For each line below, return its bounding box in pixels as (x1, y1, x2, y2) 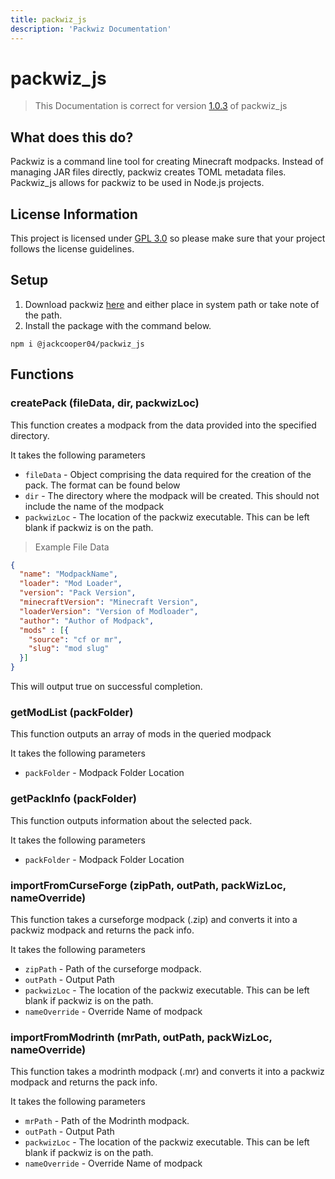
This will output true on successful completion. (10, 681, 203, 693)
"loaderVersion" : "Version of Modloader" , (19, 606, 199, 616)
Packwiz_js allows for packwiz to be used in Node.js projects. (10, 177, 265, 189)
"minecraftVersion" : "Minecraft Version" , (19, 597, 199, 608)
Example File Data (34, 541, 110, 553)
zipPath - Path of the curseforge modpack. (24, 962, 202, 975)
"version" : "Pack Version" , (19, 588, 137, 598)
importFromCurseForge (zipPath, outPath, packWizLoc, (10, 878, 287, 892)
